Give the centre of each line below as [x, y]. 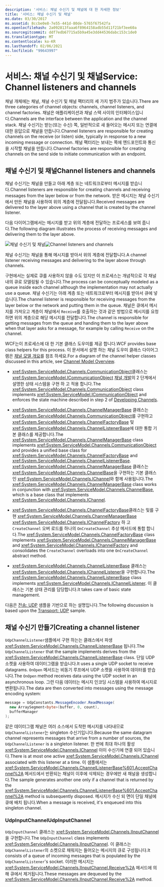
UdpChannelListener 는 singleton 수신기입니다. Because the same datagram [79, 732]
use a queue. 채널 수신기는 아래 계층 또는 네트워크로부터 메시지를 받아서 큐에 [79, 293]
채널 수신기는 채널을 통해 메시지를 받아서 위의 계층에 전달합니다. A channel [76, 255]
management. [26, 595]
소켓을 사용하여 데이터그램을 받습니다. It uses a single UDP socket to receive [79, 664]
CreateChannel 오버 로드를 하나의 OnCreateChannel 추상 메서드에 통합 [79, 529]
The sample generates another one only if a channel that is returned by [82, 780]
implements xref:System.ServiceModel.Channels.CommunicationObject [84, 445]
